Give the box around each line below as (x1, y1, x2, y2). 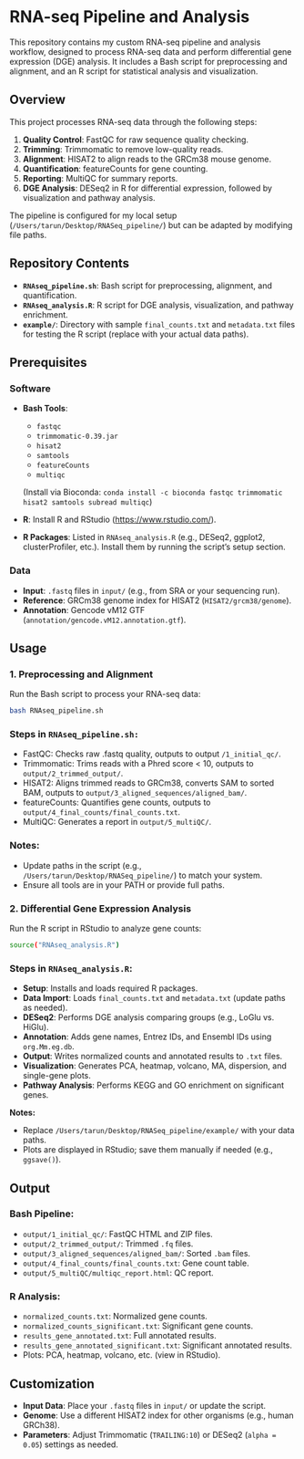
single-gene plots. (22, 1070, 91, 1081)
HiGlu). (22, 1022, 49, 1033)
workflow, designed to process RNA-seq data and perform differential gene (9, 46, 292, 57)
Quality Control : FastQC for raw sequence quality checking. (22, 134, 248, 145)
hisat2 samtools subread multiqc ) (22, 496, 153, 507)
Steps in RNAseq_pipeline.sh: (9, 728, 139, 741)
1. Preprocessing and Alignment (9, 668, 153, 681)
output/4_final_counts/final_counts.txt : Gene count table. (22, 1257, 249, 1268)
